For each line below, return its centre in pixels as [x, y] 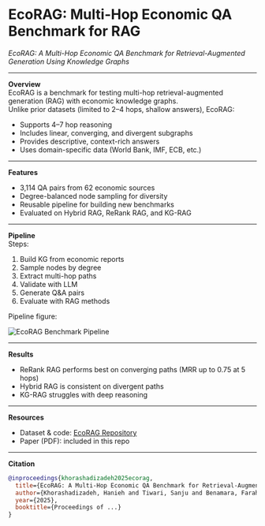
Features [23, 172]
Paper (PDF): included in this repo [75, 441]
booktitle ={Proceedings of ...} [69, 507]
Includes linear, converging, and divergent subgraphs [106, 132]
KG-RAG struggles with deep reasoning [84, 394]
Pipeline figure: [33, 316]
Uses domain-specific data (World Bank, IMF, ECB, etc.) [110, 149]
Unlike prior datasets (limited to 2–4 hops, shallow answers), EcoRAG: [121, 109]
